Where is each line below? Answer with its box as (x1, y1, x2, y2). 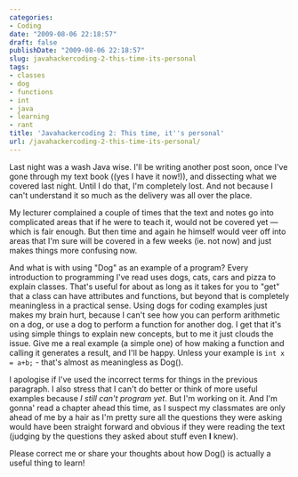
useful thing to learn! (9, 457, 85, 468)
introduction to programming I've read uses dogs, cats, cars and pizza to (9, 271, 276, 282)
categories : (9, 12, 53, 22)
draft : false (9, 37, 58, 47)
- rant (9, 121, 34, 130)
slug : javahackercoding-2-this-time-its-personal (9, 54, 197, 63)
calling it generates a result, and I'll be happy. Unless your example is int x (9, 347, 285, 358)
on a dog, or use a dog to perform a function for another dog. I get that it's (9, 319, 282, 329)
